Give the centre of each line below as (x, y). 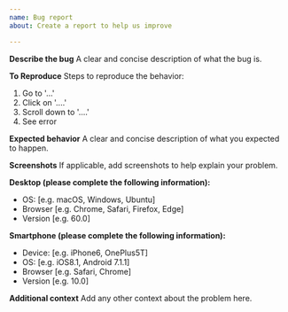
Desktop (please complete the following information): (110, 182)
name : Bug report (41, 17)
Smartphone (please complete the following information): (117, 235)
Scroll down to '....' (56, 112)
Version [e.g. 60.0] (56, 218)
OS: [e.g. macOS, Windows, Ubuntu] (89, 199)
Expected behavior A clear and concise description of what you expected (144, 138)
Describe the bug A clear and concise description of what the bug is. (136, 58)
